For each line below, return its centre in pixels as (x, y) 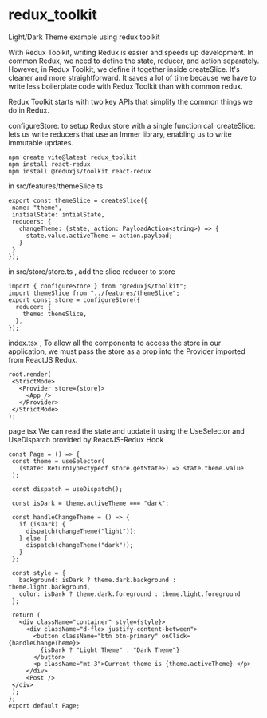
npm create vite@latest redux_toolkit (73, 157)
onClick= (176, 636)
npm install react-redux (49, 164)
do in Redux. (29, 110)
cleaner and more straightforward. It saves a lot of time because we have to (132, 77)
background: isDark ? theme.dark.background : (98, 580)
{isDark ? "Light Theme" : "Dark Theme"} (110, 650)
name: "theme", (37, 208)
